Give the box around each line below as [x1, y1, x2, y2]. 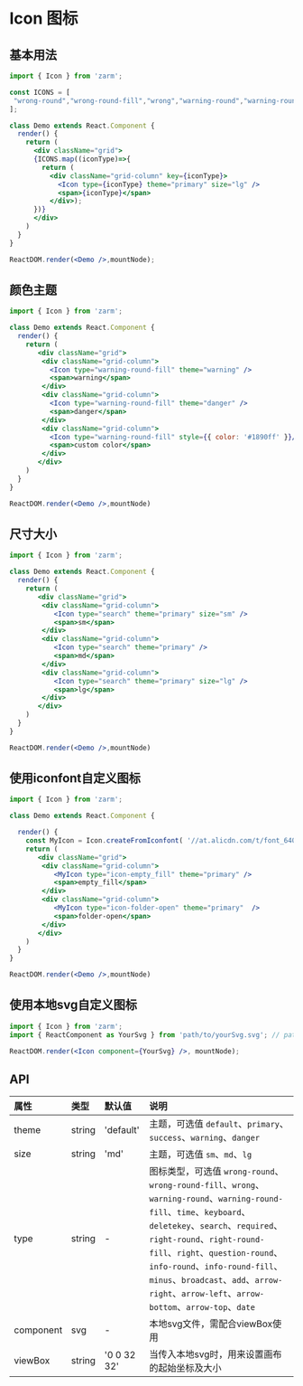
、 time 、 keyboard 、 [167, 1206, 251, 1219]
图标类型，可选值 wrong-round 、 [149, 1165, 284, 1178]
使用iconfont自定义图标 [9, 770, 142, 787]
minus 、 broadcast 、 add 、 [149, 1274, 255, 1287]
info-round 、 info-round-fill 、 [149, 1260, 283, 1273]
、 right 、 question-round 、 [167, 1247, 283, 1259]
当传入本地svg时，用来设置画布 [149, 1348, 282, 1361]
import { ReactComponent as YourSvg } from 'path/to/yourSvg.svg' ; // [9, 1030, 280, 1040]
